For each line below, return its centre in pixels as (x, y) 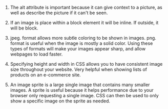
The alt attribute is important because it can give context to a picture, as (86, 7)
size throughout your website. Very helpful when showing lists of (79, 69)
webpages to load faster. (36, 54)
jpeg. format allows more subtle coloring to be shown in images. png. (83, 38)
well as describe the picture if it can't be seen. (59, 13)
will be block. (24, 28)
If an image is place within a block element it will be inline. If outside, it (84, 23)
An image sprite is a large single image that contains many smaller (80, 85)
